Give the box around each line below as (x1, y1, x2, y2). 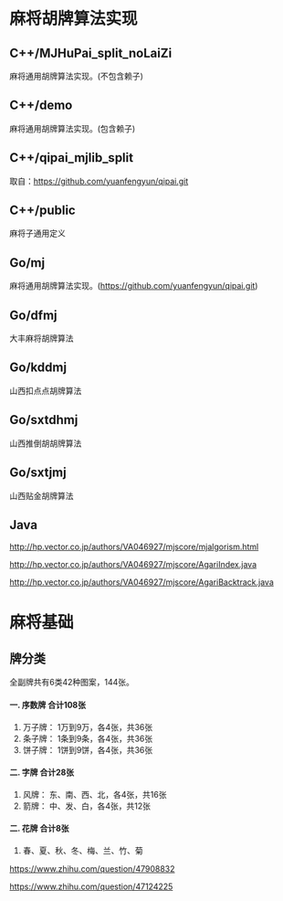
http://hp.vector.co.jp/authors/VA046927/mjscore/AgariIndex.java (9, 559, 257, 570)
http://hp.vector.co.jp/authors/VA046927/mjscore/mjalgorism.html (9, 541, 259, 553)
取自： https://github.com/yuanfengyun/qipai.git (9, 175, 189, 186)
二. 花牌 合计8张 (9, 823, 69, 834)
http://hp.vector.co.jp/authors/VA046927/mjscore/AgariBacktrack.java (9, 577, 274, 588)
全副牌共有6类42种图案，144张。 (9, 677, 135, 688)
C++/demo (9, 98, 73, 113)
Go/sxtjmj (9, 465, 67, 481)
